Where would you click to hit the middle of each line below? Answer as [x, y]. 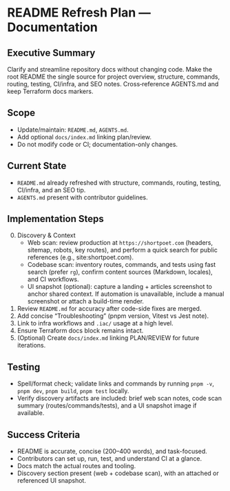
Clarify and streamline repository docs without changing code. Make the [110, 69]
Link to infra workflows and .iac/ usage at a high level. [95, 323]
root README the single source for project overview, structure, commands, [114, 77]
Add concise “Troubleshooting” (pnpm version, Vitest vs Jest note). [113, 316]
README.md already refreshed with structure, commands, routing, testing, [119, 182]
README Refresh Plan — [79, 13]
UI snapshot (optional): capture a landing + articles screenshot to [119, 287]
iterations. [31, 345]
